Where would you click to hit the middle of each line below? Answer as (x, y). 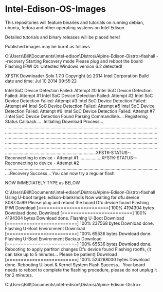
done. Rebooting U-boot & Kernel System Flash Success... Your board (75, 265)
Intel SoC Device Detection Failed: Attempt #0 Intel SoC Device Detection (78, 90)
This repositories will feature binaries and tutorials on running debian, (75, 22)
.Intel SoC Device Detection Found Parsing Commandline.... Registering (76, 116)
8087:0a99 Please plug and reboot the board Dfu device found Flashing (77, 202)
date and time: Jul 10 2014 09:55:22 (41, 81)
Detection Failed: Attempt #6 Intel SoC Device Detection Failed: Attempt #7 (80, 111)
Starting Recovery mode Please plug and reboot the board (84, 61)
